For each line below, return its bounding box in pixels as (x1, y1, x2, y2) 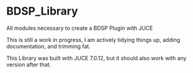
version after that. (6, 61, 51, 68)
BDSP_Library (6, 4, 78, 18)
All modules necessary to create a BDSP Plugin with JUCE (6, 24, 153, 32)
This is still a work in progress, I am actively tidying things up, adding (6, 36, 181, 43)
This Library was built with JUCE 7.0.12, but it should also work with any (6, 54, 187, 61)
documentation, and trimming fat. (6, 43, 91, 50)
